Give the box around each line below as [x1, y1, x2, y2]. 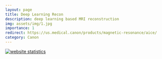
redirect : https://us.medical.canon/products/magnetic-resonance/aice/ [5, 30, 157, 35]
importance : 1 [5, 26, 35, 31]
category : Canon [5, 35, 39, 40]
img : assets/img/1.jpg [5, 21, 52, 26]
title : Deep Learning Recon [5, 12, 64, 17]
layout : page [5, 7, 32, 12]
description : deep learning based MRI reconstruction [5, 16, 120, 21]
